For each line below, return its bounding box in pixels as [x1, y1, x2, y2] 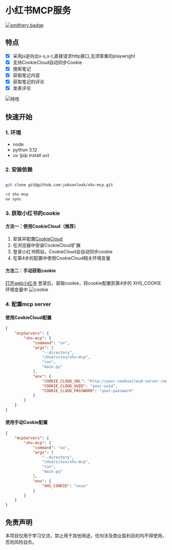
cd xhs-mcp [5, 191, 29, 197]
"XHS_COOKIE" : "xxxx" [41, 483, 88, 488]
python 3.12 [12, 146, 37, 153]
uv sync [5, 196, 22, 201]
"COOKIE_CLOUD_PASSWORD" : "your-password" [41, 388, 134, 393]
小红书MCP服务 [5, 5, 71, 16]
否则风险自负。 [5, 539, 37, 545]
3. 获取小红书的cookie [5, 209, 60, 216]
